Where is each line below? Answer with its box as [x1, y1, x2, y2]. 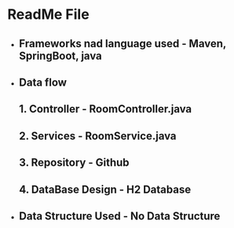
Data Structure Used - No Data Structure [18, 209, 221, 222]
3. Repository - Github [18, 156, 130, 170]
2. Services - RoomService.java [18, 129, 177, 142]
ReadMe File [7, 6, 90, 24]
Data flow [18, 75, 68, 89]
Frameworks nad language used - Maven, [18, 37, 227, 50]
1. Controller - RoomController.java [18, 102, 192, 116]
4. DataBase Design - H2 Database [18, 182, 192, 196]
